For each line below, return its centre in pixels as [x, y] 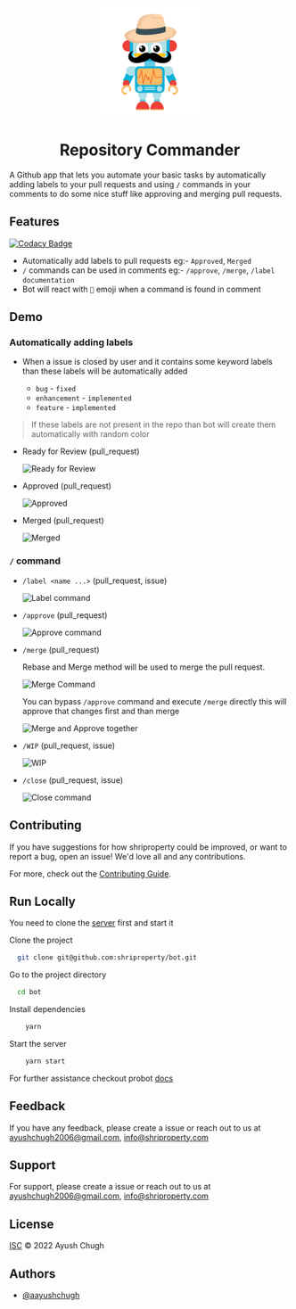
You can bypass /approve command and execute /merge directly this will [154, 701]
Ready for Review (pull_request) [81, 451]
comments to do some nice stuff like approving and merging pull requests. [146, 193]
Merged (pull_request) [63, 521]
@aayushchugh [51, 1296]
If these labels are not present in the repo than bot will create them [153, 424]
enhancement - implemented [83, 398]
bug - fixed [56, 389]
